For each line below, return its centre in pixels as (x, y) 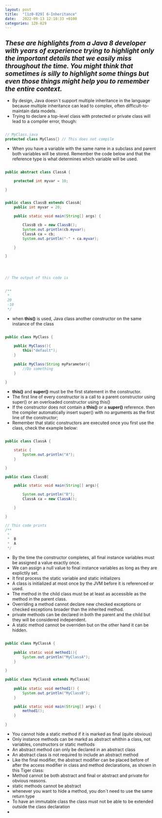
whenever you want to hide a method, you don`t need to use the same (82, 791)
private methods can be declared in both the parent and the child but (81, 615)
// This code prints (26, 525)
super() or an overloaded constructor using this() (61, 402)
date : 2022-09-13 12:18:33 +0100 (41, 19)
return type (23, 796)
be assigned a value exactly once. (46, 563)
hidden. (20, 630)
